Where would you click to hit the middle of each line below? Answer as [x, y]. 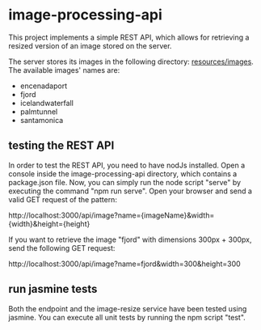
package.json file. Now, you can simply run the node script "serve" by [124, 182]
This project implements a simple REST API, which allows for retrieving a [129, 37]
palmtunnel [39, 112]
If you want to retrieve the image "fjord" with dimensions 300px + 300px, [130, 239]
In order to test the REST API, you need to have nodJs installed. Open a [127, 165]
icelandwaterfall [47, 103]
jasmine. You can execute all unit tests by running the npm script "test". [127, 317]
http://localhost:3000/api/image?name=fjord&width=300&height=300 [124, 264]
